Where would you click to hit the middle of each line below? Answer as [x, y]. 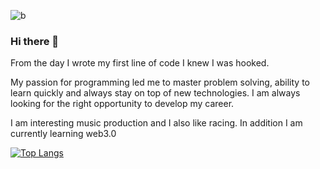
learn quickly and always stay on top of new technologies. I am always [155, 93]
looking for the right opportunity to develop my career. [122, 104]
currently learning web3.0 [63, 134]
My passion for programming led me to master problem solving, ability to [160, 82]
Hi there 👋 [35, 41]
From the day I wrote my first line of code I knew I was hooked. [140, 63]
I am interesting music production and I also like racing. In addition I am [156, 123]
